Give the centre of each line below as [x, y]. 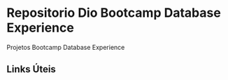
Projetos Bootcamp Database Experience [66, 47]
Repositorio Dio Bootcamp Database [114, 13]
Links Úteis [31, 69]
